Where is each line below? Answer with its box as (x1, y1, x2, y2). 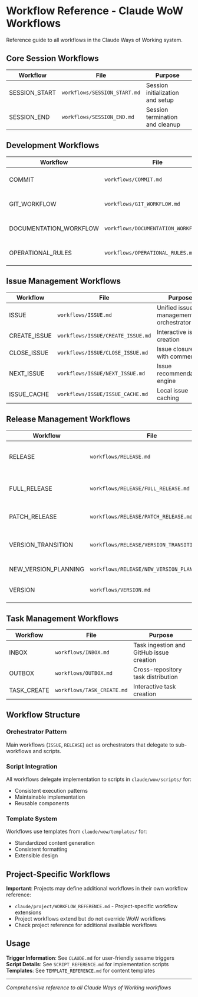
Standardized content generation (14, 840, 95, 847)
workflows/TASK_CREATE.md (55, 687, 128, 693)
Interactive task (133, 683, 176, 690)
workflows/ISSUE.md (57, 312, 112, 319)
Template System (6, 814, 58, 822)
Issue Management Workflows (6, 276, 121, 286)
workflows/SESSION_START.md (61, 89, 140, 96)
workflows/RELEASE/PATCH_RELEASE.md (90, 513, 193, 520)
